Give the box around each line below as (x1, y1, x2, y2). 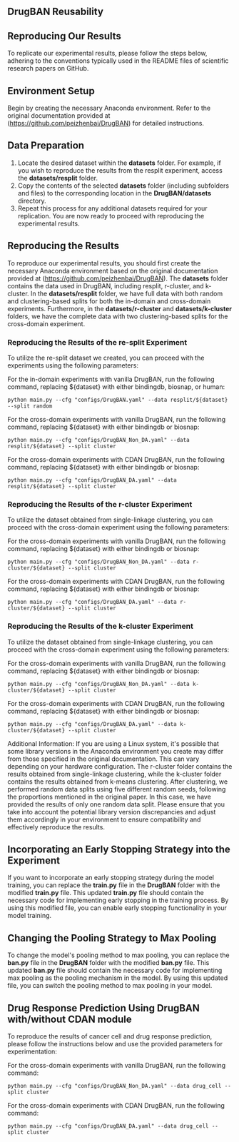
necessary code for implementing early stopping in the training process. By (7, 896, 229, 905)
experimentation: (7, 1047, 57, 1056)
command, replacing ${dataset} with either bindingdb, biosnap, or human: (7, 382, 225, 391)
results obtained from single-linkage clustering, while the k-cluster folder (7, 769, 222, 778)
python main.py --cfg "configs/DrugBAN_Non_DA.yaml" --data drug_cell (7, 1082, 222, 1089)
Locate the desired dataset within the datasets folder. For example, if (17, 158, 221, 167)
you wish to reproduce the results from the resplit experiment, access (17, 166, 223, 174)
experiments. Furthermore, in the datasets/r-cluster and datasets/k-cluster (7, 304, 232, 313)
